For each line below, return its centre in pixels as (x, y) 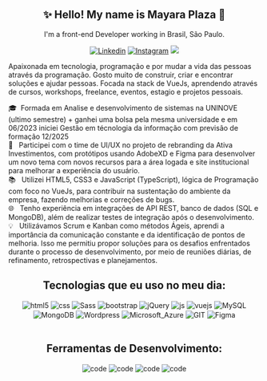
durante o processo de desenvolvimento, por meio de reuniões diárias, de (130, 251)
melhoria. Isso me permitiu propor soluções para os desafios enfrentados (129, 243)
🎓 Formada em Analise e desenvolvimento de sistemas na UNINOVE (123, 107)
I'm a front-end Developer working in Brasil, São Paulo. (134, 34)
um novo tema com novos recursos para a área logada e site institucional (129, 162)
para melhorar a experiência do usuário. (74, 170)
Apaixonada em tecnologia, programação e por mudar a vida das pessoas (130, 66)
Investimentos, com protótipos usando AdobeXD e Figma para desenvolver (132, 153)
